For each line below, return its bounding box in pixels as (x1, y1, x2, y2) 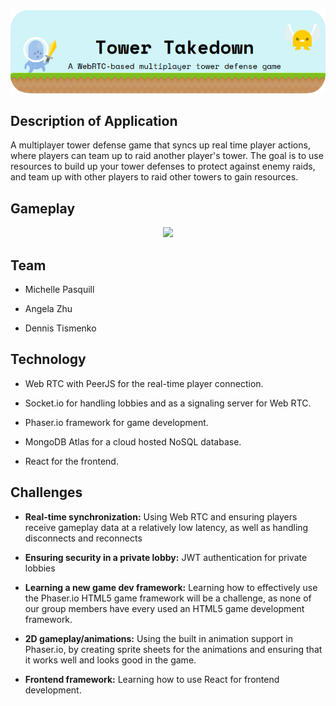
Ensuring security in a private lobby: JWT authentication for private (24, 551, 308, 563)
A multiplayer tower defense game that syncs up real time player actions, (10, 139, 311, 151)
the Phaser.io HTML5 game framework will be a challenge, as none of (24, 592, 312, 604)
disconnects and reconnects (24, 532, 143, 544)
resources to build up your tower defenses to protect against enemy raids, (10, 160, 316, 173)
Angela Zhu (24, 302, 73, 314)
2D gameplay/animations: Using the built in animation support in (24, 632, 293, 644)
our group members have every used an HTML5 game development (24, 602, 305, 614)
